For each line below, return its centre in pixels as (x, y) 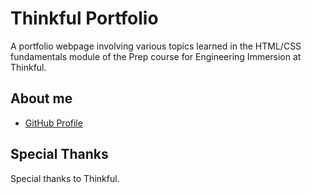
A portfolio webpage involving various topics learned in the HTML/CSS (156, 46)
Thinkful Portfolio (84, 18)
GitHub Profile (53, 123)
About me (41, 98)
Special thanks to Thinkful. (65, 178)
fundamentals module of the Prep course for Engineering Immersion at (156, 56)
